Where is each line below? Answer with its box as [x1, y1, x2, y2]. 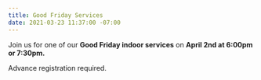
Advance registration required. [8, 63, 107, 72]
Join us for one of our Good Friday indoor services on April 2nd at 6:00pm [8, 40, 253, 49]
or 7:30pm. [8, 48, 45, 57]
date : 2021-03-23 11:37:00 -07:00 [8, 19, 121, 26]
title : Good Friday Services [8, 11, 103, 19]
